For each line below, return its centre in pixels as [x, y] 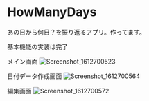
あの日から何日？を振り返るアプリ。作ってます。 [76, 32]
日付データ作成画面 [35, 76]
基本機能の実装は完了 [37, 46]
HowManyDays [52, 12]
